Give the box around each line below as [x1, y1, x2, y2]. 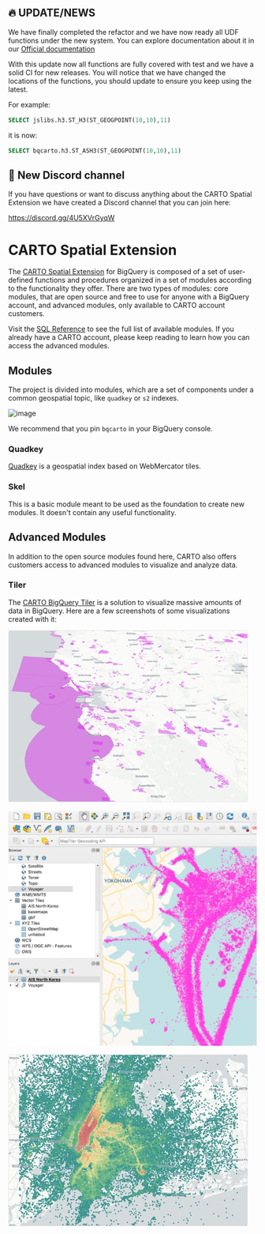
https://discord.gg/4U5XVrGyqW [8, 213, 115, 223]
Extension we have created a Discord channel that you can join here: [8, 198, 231, 208]
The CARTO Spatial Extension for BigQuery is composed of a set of [8, 267, 226, 277]
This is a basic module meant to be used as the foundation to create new [8, 499, 244, 509]
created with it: [8, 614, 57, 623]
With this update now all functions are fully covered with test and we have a [8, 59, 254, 69]
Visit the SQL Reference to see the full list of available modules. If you [8, 324, 234, 334]
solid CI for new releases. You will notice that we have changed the [8, 67, 226, 77]
